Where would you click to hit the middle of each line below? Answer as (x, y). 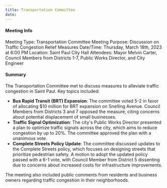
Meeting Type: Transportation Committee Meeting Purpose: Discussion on (82, 42)
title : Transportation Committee (40, 10)
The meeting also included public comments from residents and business (81, 174)
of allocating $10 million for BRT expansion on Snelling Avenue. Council (86, 106)
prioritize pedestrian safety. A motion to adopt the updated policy (80, 154)
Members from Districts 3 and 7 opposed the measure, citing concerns (86, 112)
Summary (16, 75)
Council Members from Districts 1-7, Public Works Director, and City (75, 58)
